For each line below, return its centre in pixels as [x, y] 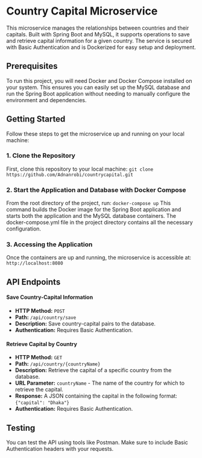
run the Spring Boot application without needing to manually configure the [98, 93]
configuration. [24, 229]
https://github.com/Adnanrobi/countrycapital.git [70, 175]
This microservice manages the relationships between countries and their [98, 28]
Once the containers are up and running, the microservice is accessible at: [99, 258]
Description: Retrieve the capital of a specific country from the [93, 370]
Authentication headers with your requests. [60, 449]
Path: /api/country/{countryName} [58, 364]
